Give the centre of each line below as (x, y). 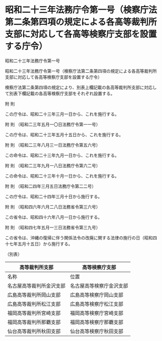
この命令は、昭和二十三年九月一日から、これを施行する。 (62, 155)
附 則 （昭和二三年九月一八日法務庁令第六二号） (53, 165)
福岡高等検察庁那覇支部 (97, 322)
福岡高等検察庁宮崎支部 (97, 313)
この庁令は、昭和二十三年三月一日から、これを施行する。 (62, 114)
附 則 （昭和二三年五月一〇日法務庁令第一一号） (53, 124)
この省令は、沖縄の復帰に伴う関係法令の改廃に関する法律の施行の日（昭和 (79, 238)
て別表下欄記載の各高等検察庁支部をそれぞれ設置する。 (60, 93)
